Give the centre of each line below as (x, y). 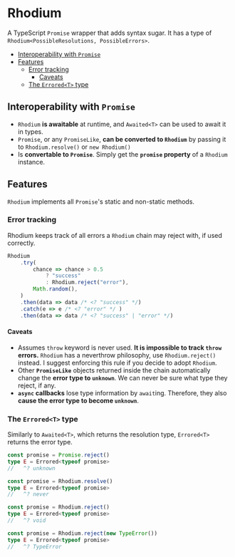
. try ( (28, 262)
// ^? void (27, 521)
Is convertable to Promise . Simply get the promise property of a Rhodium (122, 154)
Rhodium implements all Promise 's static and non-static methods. (101, 202)
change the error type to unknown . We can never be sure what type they (122, 378)
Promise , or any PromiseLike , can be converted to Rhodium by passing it (122, 139)
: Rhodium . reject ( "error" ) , (87, 283)
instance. (31, 162)
